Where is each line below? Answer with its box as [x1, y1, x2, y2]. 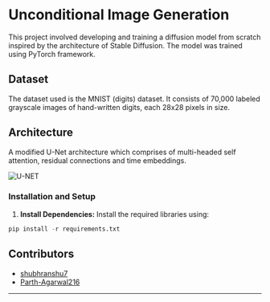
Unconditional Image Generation [8, 6, 230, 24]
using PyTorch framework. [8, 49, 96, 59]
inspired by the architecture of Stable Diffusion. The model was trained [8, 40, 243, 50]
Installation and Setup [8, 191, 96, 202]
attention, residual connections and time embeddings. [8, 155, 186, 165]
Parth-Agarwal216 [19, 277, 80, 287]
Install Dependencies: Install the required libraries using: [19, 209, 210, 218]
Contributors [8, 247, 75, 261]
